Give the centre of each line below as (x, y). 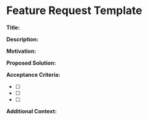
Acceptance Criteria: (33, 74)
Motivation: (21, 51)
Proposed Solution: (31, 63)
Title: (13, 27)
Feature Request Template (74, 11)
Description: (22, 39)
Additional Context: (31, 111)
